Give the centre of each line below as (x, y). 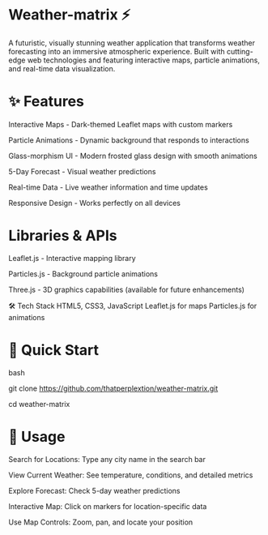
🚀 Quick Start (54, 350)
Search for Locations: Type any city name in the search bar (107, 459)
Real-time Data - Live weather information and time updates (108, 187)
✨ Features (47, 102)
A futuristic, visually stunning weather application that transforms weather (132, 43)
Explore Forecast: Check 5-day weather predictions (94, 490)
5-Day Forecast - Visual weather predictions (82, 171)
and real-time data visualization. (62, 68)
